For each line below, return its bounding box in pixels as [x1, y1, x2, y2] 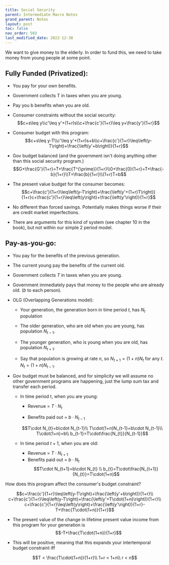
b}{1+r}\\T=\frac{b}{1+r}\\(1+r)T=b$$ [50, 171, 127, 177]
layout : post [5, 21, 33, 27]
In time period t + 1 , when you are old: [20, 441, 98, 447]
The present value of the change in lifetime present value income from [12, 516, 159, 522]
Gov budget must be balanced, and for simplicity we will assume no [12, 373, 154, 379]
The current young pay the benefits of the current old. [12, 262, 125, 268]
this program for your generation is [12, 522, 85, 528]
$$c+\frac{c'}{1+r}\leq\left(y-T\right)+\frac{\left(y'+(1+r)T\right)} [21, 189, 155, 195]
